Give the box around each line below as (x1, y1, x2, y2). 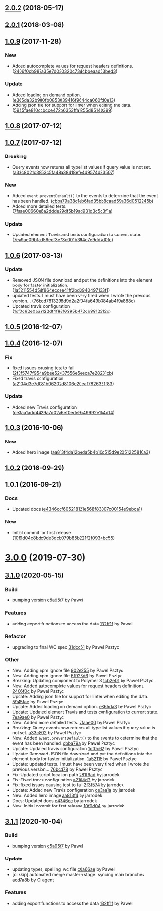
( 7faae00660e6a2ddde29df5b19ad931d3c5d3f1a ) (12, 208, 113, 214)
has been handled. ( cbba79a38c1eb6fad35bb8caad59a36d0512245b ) (12, 198, 154, 204)
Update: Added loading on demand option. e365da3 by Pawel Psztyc (12, 704, 151, 710)
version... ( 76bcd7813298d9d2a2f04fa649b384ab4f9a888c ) (12, 298, 135, 304)
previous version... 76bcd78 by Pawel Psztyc (12, 766, 103, 772)
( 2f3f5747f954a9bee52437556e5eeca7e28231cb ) (12, 370, 114, 376)
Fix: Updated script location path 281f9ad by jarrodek (12, 772, 120, 778)
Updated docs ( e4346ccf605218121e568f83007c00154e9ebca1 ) (12, 506, 143, 512)
